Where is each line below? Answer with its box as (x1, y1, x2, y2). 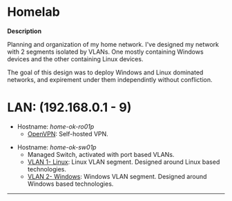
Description (7, 27, 42, 35)
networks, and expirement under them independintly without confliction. (7, 75, 213, 83)
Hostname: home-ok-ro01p (17, 122, 95, 131)
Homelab (7, 4, 60, 20)
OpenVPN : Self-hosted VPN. (27, 129, 108, 138)
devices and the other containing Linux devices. (7, 54, 144, 63)
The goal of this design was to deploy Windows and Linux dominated (7, 68, 204, 76)
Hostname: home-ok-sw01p (17, 142, 97, 151)
